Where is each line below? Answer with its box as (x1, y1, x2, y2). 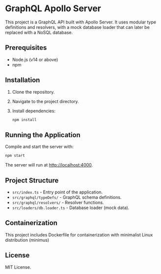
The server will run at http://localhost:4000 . (5, 162, 93, 168)
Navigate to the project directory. (12, 98, 79, 104)
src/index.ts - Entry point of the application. (12, 189, 103, 195)
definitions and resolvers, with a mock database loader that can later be (5, 24, 150, 30)
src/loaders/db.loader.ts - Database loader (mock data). (12, 205, 130, 211)
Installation (5, 76, 40, 84)
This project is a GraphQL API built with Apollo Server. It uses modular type (5, 19, 157, 25)
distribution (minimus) (5, 237, 49, 243)
